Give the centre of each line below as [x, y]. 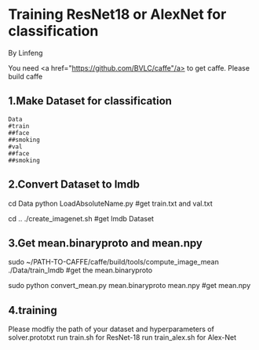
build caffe [26, 76]
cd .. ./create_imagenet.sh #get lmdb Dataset [81, 218]
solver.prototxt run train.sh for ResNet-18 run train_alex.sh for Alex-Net [122, 337]
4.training [33, 310]
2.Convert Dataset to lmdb [74, 185]
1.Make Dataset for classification [90, 101]
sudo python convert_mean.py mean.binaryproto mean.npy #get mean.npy [129, 286]
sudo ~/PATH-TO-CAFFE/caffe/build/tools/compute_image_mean [114, 262]
